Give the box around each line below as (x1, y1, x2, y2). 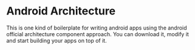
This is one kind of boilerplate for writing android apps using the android (6, 24, 187, 31)
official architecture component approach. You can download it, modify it (6, 30, 190, 37)
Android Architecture (6, 4, 116, 18)
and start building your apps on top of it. (6, 37, 108, 44)
